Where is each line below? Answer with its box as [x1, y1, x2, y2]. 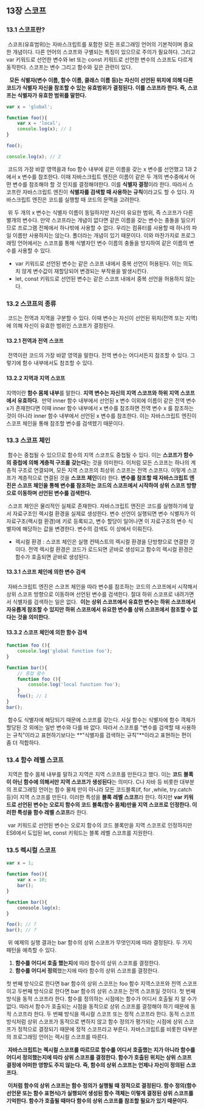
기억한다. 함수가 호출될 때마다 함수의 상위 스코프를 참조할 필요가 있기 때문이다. [6, 1097, 189, 1105]
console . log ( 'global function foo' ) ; [17, 648, 113, 655]
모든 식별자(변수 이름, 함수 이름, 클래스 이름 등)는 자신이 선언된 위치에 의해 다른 [8, 76, 193, 83]
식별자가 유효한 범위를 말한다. [17, 91, 87, 99]
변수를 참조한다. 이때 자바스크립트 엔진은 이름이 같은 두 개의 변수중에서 [22, 173, 189, 180]
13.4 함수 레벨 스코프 [6, 756, 64, 764]
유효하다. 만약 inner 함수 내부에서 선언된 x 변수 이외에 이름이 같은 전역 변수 [17, 396, 196, 404]
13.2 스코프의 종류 [6, 299, 56, 307]
